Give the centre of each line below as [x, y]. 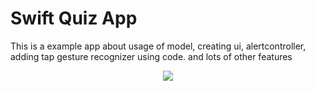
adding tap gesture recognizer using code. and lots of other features [151, 56]
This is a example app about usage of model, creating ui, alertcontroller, [158, 46]
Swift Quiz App [74, 18]
